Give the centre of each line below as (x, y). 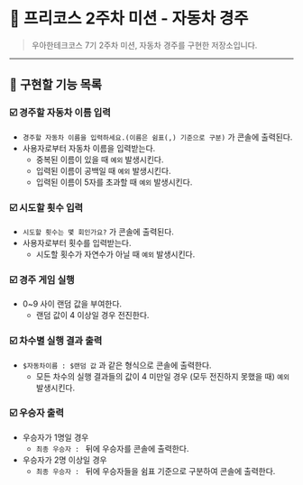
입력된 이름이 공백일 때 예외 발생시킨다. (103, 170)
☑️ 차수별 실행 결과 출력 (56, 341)
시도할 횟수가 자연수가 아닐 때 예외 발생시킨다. (115, 254)
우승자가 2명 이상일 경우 (64, 460)
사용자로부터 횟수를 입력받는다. (77, 242)
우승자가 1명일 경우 (55, 437)
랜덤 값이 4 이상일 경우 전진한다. (92, 316)
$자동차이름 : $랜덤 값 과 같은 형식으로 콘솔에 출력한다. (117, 365)
